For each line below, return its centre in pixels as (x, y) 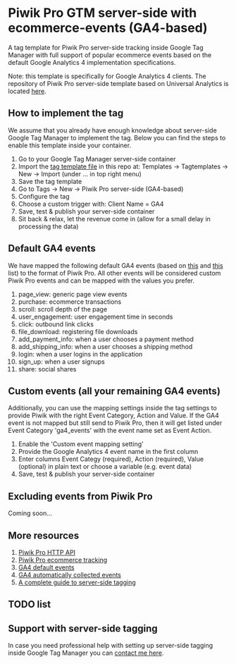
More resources (44, 535)
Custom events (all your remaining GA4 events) (114, 391)
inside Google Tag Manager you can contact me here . (86, 653)
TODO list (30, 604)
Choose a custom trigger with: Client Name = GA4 (91, 204)
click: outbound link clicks (56, 324)
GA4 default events (46, 567)
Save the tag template (50, 181)
